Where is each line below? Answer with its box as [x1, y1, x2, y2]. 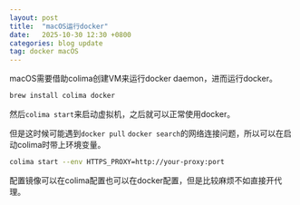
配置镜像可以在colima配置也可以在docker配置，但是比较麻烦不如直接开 [9, 174, 275, 186]
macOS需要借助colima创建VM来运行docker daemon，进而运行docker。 [9, 73, 278, 84]
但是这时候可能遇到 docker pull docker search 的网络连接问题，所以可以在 [9, 128, 284, 139]
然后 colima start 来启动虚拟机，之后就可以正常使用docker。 [9, 109, 236, 119]
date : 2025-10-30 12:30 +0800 [9, 30, 131, 39]
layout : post [9, 13, 59, 23]
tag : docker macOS [9, 47, 79, 56]
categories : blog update [9, 38, 103, 48]
